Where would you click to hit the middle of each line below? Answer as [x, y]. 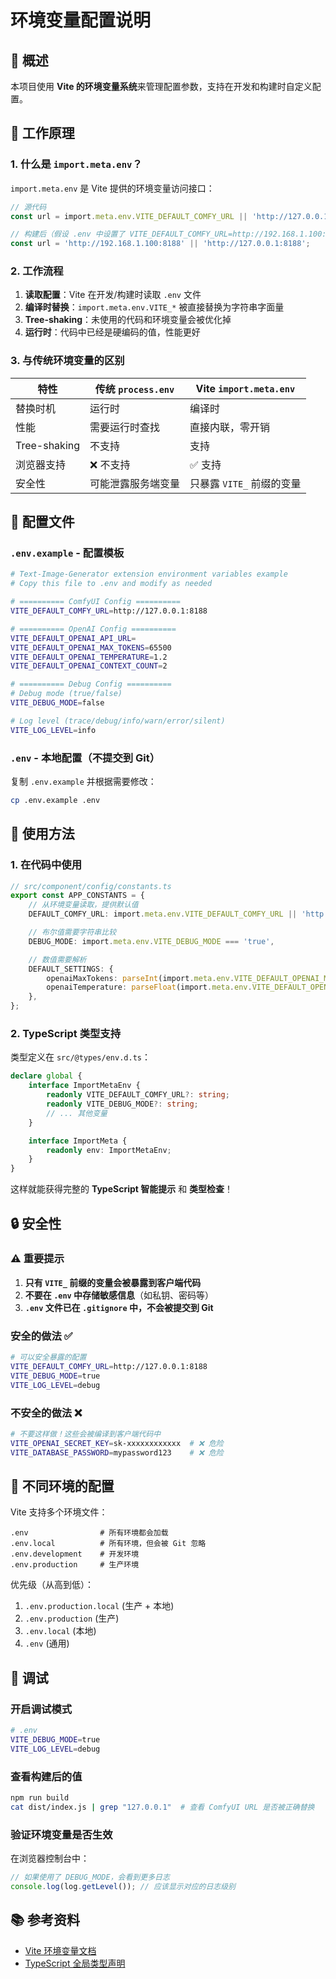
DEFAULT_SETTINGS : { [71, 969]
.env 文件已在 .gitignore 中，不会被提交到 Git [119, 1307]
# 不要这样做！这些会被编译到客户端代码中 [86, 1434]
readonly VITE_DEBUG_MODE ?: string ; [122, 1104]
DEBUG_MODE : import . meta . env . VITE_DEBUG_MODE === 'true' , [151, 941]
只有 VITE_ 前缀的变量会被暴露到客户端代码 [113, 1282]
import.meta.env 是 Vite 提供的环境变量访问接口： [112, 188]
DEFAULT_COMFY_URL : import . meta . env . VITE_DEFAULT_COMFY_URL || [163, 914]
